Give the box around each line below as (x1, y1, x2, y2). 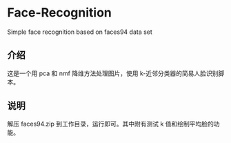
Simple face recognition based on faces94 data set (7, 28, 153, 36)
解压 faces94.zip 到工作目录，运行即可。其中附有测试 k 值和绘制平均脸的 (7, 120, 214, 128)
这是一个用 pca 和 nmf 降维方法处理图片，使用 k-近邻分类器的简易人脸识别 (7, 69, 219, 77)
